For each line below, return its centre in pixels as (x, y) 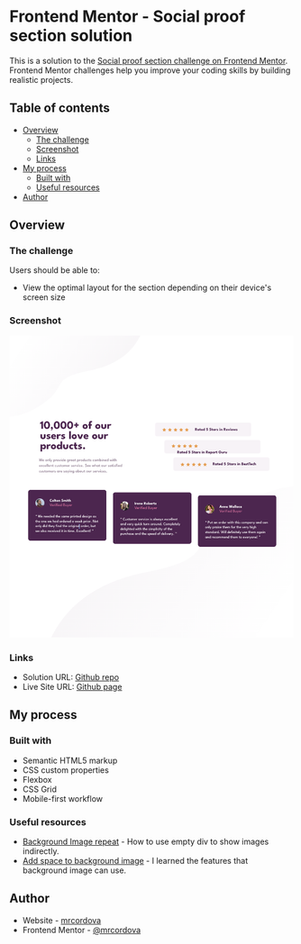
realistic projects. (41, 79)
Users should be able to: (55, 270)
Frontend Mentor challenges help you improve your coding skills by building (150, 70)
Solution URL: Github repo (71, 676)
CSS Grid (39, 789)
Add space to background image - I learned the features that (135, 860)
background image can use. (74, 870)
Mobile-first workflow (63, 798)
